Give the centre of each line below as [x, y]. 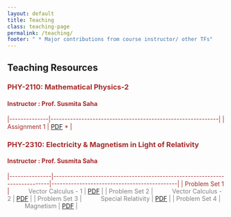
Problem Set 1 [205, 184]
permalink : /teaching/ [40, 33]
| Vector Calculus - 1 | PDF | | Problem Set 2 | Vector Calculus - [115, 191]
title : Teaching [31, 20]
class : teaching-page [39, 26]
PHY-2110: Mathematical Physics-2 [68, 87]
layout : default [31, 14]
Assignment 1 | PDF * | [40, 126]
